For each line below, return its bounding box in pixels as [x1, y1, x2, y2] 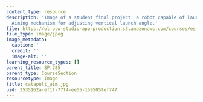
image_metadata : [6, 37, 47, 43]
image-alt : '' [11, 53, 47, 59]
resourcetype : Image [6, 76, 59, 82]
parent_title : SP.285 [6, 64, 61, 71]
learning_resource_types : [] [6, 59, 80, 65]
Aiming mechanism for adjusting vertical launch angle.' [11, 20, 158, 26]
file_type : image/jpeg [6, 31, 63, 37]
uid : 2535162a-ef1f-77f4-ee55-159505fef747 [6, 87, 118, 93]
